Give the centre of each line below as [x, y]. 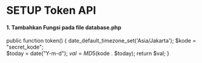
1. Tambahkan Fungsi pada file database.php [64, 27]
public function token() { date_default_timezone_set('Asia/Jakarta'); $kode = [101, 41]
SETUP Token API [51, 10]
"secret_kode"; [25, 47]
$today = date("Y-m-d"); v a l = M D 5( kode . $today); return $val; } [88, 53]
